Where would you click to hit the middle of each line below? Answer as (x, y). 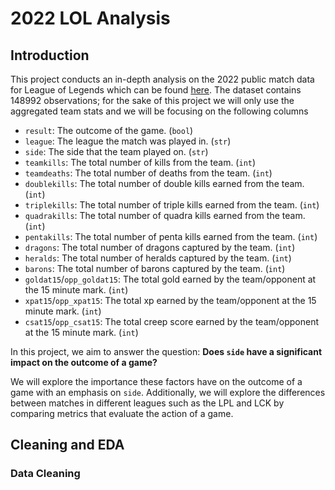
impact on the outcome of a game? (84, 362)
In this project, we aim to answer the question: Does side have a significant (166, 351)
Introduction (50, 55)
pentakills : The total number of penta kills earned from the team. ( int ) (171, 236)
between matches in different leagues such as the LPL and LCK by (147, 403)
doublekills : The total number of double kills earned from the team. (164, 183)
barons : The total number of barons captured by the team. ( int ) (155, 268)
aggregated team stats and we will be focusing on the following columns (159, 111)
